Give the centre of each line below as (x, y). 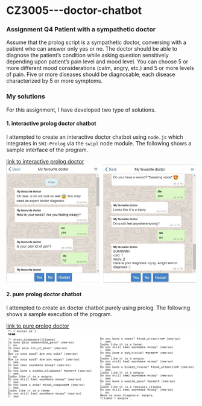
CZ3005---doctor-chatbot (74, 11)
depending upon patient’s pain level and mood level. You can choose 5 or (97, 62)
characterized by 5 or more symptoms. (55, 81)
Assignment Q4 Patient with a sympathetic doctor (81, 30)
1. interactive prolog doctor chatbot (51, 124)
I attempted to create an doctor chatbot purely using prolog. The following (98, 308)
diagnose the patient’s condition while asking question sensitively (87, 56)
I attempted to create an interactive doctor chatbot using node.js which (95, 137)
